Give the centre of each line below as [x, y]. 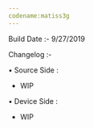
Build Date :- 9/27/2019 [47, 39]
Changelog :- [30, 54]
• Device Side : [33, 101]
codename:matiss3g [39, 16]
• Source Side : [33, 70]
